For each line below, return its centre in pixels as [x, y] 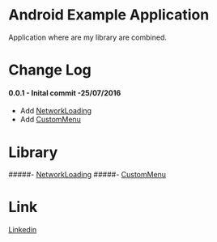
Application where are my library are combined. [88, 37]
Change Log [50, 70]
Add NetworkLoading [55, 111]
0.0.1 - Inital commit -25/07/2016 [65, 93]
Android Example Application [109, 15]
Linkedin [23, 230]
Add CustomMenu [50, 120]
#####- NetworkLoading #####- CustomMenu [87, 175]
